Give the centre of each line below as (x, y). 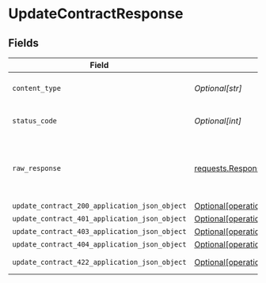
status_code (35, 121)
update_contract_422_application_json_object (99, 262)
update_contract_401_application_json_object (99, 219)
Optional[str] (218, 88)
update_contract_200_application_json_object (99, 206)
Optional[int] (217, 121)
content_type (37, 88)
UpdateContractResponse (96, 14)
